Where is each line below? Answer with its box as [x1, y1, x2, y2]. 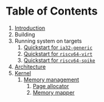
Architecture [14, 63, 46, 70]
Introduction [14, 24, 46, 32]
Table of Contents [5, 4, 98, 18]
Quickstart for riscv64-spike [23, 56, 95, 64]
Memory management [23, 76, 80, 83]
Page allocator [32, 82, 69, 89]
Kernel [14, 69, 32, 76]
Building [14, 30, 35, 38]
